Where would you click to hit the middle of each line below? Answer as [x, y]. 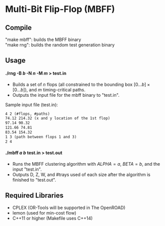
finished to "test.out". [34, 180]
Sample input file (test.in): [32, 105]
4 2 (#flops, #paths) [28, 114]
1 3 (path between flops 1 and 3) [41, 137]
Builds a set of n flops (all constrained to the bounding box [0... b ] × [81, 84]
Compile [18, 28]
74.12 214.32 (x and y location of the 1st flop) [58, 118]
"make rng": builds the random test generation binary [60, 45]
